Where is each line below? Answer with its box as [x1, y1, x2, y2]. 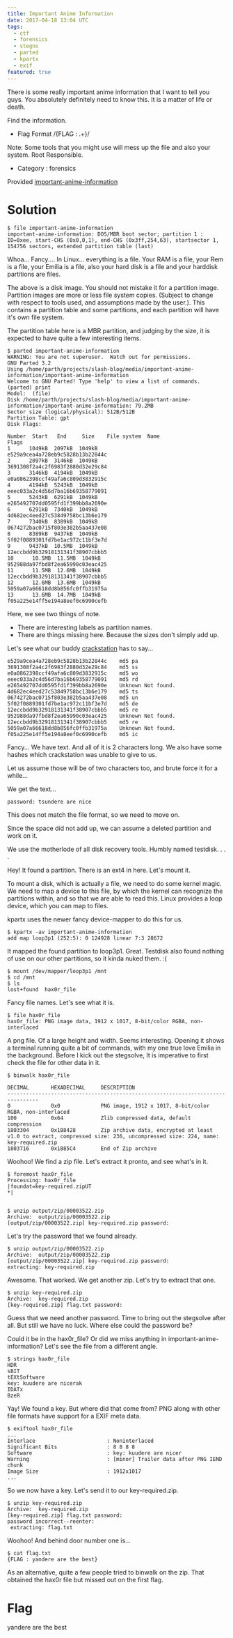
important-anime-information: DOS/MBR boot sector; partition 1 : [7, 231, 204, 238]
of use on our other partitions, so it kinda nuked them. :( [7, 954, 167, 963]
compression [7, 1121, 42, 1128]
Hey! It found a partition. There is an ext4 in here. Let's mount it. [7, 866, 191, 875]
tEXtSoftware [7, 1374, 45, 1381]
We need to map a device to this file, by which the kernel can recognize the [7, 887, 223, 896]
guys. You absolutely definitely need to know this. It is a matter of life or [7, 95, 213, 103]
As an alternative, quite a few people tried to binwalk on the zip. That [7, 1568, 204, 1577]
